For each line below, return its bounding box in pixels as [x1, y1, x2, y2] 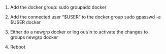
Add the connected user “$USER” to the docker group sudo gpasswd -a [10, 14, 161, 19]
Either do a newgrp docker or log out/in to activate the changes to [10, 29, 148, 34]
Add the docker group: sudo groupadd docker [10, 4, 107, 10]
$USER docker [10, 19, 41, 25]
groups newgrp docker [10, 34, 58, 40]
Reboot [10, 44, 25, 49]
